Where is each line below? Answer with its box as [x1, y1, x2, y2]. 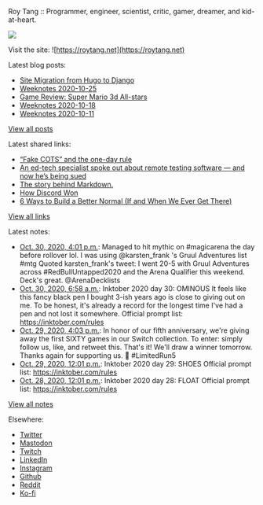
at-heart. [8, 15, 37, 24]
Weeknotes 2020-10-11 [19, 109, 95, 118]
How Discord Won [19, 188, 79, 197]
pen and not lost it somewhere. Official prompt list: [19, 309, 183, 318]
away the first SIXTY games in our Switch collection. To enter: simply [19, 334, 243, 343]
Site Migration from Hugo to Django [19, 76, 135, 85]
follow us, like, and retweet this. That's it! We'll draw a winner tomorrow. [19, 342, 253, 352]
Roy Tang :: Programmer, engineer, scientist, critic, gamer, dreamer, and [8, 7, 241, 16]
